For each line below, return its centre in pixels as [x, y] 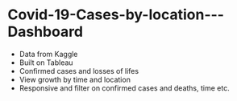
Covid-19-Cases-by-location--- [116, 15]
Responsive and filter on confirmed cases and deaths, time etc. [125, 88]
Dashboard [46, 32]
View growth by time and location [75, 79]
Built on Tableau [46, 63]
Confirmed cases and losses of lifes [79, 71]
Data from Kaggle [48, 54]
